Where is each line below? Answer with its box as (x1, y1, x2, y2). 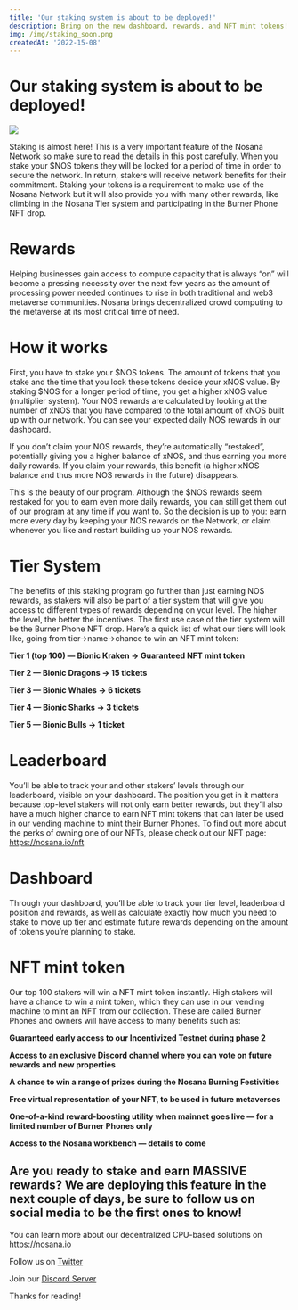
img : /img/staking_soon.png (9, 29, 114, 38)
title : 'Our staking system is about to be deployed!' (9, 12, 217, 22)
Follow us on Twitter (9, 1256, 84, 1266)
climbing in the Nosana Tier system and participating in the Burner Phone (9, 198, 278, 210)
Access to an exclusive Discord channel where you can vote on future (9, 1050, 273, 1060)
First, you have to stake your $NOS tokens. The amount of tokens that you (9, 367, 281, 378)
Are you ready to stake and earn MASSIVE (9, 1164, 247, 1179)
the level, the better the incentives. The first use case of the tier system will (9, 614, 285, 624)
